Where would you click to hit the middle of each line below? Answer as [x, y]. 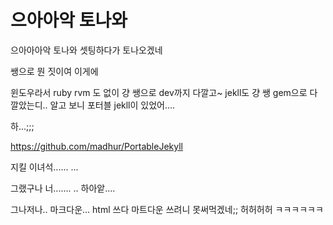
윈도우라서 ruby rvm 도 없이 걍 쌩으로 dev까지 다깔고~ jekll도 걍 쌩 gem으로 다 [164, 92]
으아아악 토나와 [69, 20]
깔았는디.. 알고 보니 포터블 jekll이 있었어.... [93, 105]
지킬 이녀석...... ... [44, 167]
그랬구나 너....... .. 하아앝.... [63, 188]
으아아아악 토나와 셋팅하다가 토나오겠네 [86, 50]
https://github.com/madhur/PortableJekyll [96, 146]
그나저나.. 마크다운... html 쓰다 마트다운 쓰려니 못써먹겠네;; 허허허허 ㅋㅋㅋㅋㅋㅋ [167, 209]
